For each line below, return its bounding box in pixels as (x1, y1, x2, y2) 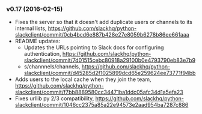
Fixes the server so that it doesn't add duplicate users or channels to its (14, 19, 192, 26)
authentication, (23, 50, 61, 58)
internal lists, (14, 25, 47, 32)
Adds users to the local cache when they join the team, (14, 76, 151, 83)
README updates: (14, 38, 61, 45)
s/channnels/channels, (23, 63, 81, 70)
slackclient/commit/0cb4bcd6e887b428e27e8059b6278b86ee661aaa (14, 31, 189, 38)
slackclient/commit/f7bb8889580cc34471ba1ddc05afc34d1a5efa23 (14, 89, 183, 96)
